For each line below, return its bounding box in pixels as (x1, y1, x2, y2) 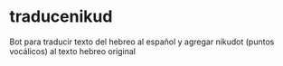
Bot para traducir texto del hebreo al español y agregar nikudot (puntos (9, 36, 275, 47)
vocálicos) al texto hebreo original (9, 45, 137, 56)
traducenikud (9, 6, 113, 27)
